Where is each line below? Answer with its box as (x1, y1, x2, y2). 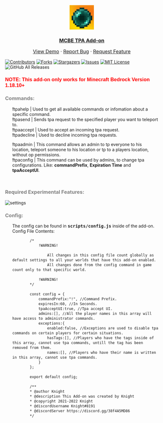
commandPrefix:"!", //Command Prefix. (38, 297, 117, 302)
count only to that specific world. (12, 268, 87, 273)
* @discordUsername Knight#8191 (30, 404, 95, 409)
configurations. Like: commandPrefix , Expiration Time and (12, 162, 131, 168)
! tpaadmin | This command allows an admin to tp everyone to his (12, 141, 142, 147)
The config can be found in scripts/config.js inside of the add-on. (12, 223, 155, 229)
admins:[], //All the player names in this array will (38, 312, 152, 316)
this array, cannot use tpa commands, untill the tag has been (12, 341, 144, 346)
